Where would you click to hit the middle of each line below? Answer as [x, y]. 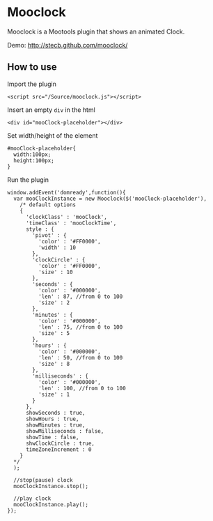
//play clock [32, 498]
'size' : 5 [54, 333]
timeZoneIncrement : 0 [58, 449]
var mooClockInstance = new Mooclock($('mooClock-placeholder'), [110, 199]
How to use [32, 67]
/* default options [48, 205]
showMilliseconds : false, [65, 431]
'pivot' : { [50, 235]
